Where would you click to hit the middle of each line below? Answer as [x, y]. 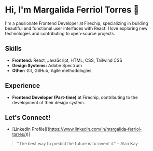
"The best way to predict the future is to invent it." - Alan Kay [77, 144]
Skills [13, 48]
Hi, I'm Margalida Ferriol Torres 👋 [72, 10]
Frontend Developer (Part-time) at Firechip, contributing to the [75, 97]
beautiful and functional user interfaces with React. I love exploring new [76, 28]
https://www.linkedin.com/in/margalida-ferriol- [96, 129]
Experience [22, 86]
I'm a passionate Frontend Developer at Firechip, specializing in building [76, 23]
